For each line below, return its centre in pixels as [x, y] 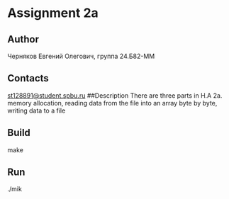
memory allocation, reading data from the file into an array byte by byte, [112, 103]
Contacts [28, 78]
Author [23, 39]
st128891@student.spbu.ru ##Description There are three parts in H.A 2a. [115, 95]
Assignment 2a [53, 13]
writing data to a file [37, 110]
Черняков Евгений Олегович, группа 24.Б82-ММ [81, 56]
